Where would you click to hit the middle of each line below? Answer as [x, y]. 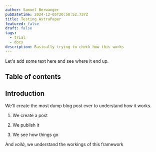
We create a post [30, 115]
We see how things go [35, 135]
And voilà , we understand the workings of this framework [64, 144]
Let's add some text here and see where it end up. [57, 61]
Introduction [25, 93]
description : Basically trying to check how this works [64, 47]
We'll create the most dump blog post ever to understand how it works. [78, 106]
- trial [18, 38]
